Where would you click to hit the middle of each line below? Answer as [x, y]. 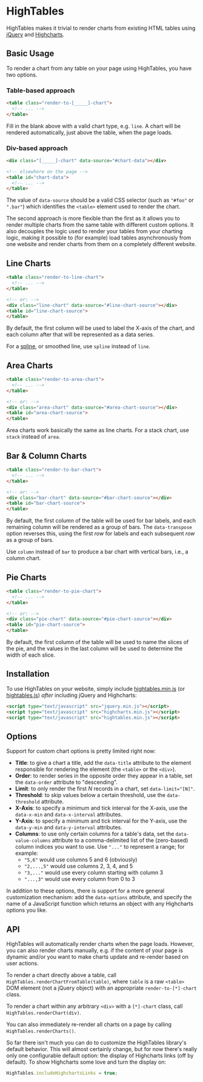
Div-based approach [37, 148]
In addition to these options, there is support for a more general [85, 891]
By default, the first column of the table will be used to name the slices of [98, 642]
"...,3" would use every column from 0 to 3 [79, 879]
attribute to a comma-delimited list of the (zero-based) [120, 840]
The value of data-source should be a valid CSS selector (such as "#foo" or [100, 200]
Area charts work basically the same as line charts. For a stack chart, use [98, 430]
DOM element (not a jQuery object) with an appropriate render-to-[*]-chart [101, 988]
